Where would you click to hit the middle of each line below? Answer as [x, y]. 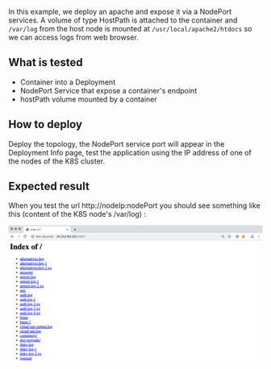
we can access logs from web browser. [73, 37]
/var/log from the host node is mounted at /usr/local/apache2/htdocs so [130, 29]
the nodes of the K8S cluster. [57, 161]
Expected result [49, 187]
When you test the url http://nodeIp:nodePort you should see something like [134, 205]
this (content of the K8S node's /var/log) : [77, 214]
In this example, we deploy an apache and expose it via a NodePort [120, 12]
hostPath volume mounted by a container [88, 99]
